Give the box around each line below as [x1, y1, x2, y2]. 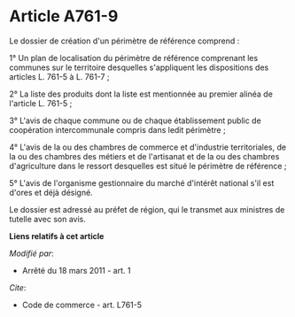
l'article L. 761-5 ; [9, 97, 73, 108]
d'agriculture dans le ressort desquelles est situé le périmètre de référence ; [9, 160, 287, 171]
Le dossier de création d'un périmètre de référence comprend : [9, 35, 240, 46]
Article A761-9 [9, 6, 119, 27]
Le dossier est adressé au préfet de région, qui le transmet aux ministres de [9, 204, 285, 214]
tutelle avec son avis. [9, 213, 87, 224]
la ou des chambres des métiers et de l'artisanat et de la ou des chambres [9, 151, 280, 161]
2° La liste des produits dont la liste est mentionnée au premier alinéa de [9, 89, 273, 99]
